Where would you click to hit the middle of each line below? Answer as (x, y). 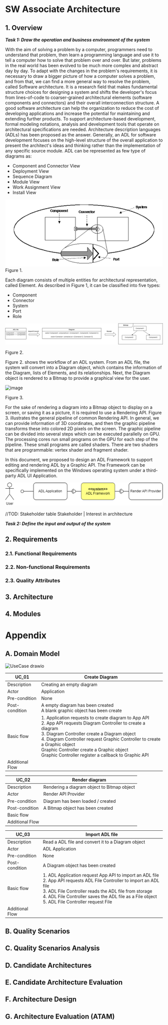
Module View (26, 182)
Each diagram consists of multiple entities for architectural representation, (81, 280)
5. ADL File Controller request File (77, 902)
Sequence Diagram (32, 176)
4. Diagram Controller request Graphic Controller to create (101, 739)
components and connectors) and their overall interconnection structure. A (82, 103)
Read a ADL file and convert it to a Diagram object (94, 842)
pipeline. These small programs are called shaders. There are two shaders (82, 445)
